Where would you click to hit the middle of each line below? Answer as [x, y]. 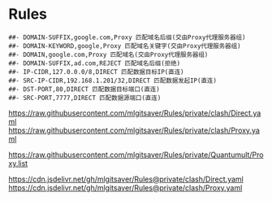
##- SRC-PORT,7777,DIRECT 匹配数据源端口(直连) [85, 98]
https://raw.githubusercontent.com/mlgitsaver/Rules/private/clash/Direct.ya [135, 113]
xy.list [18, 163]
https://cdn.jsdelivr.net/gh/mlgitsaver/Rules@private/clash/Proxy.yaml [125, 187]
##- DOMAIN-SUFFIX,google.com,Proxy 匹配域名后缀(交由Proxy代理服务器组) [127, 37]
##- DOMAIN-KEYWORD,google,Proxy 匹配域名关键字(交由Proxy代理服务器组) [125, 46]
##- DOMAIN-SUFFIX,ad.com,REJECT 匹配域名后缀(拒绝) [95, 63]
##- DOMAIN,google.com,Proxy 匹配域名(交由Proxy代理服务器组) [108, 55]
